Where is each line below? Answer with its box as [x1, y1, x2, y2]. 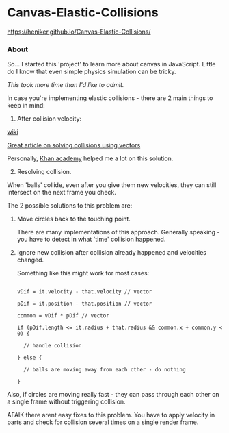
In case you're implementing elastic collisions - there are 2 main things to [7, 94, 213, 102]
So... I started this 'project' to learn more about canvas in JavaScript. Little [7, 60, 216, 69]
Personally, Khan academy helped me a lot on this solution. [7, 154, 174, 162]
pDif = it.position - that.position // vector [16, 300, 152, 308]
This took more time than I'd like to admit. [7, 81, 124, 89]
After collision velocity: [16, 114, 82, 123]
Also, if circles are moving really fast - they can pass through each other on [7, 391, 220, 399]
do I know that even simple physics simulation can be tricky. [7, 67, 176, 76]
